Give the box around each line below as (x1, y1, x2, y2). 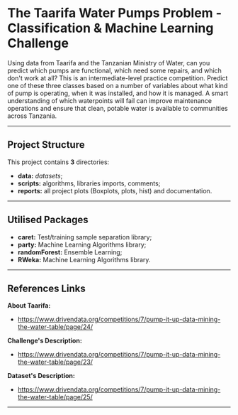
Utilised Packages (7, 214, 89, 226)
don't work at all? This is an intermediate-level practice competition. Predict (7, 73, 228, 82)
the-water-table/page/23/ (17, 357, 93, 367)
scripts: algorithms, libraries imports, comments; (17, 179, 161, 188)
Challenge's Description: (7, 336, 83, 345)
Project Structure (7, 139, 85, 151)
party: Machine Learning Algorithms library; (17, 240, 147, 249)
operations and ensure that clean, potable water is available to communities (7, 104, 228, 112)
